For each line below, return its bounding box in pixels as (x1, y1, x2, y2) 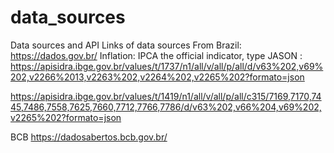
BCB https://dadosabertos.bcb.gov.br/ (10, 131, 168, 143)
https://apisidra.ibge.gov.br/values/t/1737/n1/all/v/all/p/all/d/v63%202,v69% (10, 60, 324, 72)
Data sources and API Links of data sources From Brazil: (10, 39, 242, 51)
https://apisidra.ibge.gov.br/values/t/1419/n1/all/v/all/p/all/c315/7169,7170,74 (10, 90, 322, 102)
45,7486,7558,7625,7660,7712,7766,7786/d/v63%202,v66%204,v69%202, (10, 101, 322, 113)
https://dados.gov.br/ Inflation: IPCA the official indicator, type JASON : (10, 49, 303, 61)
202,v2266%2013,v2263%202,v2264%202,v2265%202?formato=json (10, 71, 305, 83)
